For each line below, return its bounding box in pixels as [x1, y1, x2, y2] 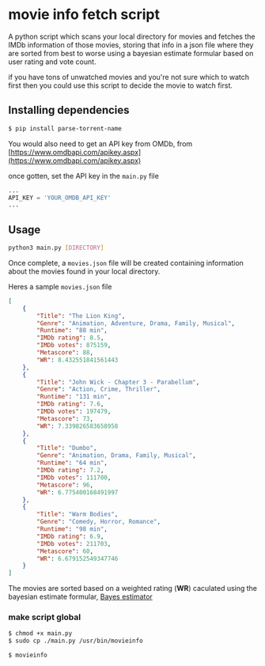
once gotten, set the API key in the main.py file [8, 171, 160, 180]
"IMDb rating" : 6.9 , [36, 532, 104, 540]
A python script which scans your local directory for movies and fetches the [8, 32, 256, 41]
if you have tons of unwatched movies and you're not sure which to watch [8, 72, 250, 81]
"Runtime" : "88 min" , [36, 327, 108, 335]
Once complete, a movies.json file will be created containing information [8, 258, 244, 267]
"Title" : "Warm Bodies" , [36, 510, 119, 519]
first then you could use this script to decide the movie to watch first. [8, 81, 233, 90]
